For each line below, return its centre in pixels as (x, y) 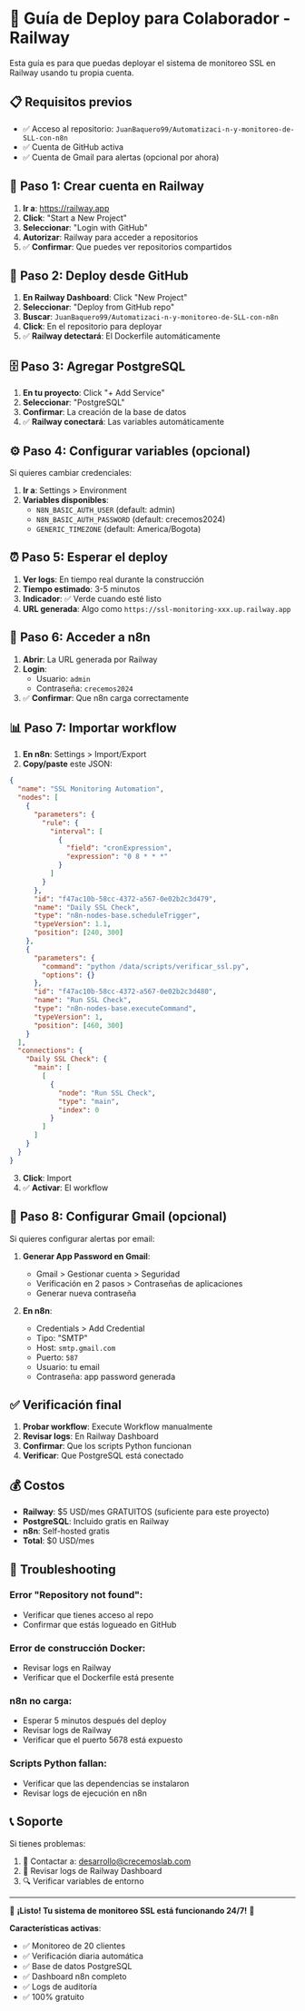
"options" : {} (69, 975)
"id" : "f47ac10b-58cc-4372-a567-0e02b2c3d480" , (125, 992)
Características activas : (55, 1927)
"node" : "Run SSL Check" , (107, 1093)
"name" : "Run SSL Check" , (82, 1001)
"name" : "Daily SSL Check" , (87, 907)
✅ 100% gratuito (53, 1996)
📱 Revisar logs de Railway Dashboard (92, 1870)
